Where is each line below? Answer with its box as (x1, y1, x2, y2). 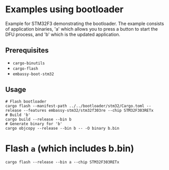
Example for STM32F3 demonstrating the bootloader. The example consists (5, 20, 164, 27)
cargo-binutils (12, 60, 45, 66)
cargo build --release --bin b (5, 116, 72, 122)
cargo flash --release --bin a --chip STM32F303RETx (5, 159, 120, 164)
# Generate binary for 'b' (5, 121, 63, 126)
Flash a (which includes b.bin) (5, 142, 134, 154)
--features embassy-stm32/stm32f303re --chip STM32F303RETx (23, 108, 154, 113)
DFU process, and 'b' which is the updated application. (5, 31, 121, 37)
